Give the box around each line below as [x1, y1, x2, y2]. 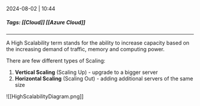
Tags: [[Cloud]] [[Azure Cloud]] [6, 18, 86, 26]
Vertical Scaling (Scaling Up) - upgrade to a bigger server [14, 68, 158, 76]
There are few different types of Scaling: [6, 57, 106, 64]
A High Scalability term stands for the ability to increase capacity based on [6, 39, 189, 46]
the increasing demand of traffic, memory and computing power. [6, 45, 165, 52]
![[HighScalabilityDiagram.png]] [6, 92, 84, 100]
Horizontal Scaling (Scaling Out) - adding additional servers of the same [14, 74, 193, 82]
